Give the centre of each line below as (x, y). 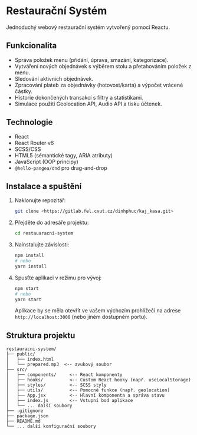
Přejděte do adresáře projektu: (52, 223)
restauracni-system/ (32, 349)
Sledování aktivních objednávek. (54, 78)
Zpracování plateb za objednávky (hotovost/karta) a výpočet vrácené (99, 85)
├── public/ (21, 354)
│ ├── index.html (30, 360)
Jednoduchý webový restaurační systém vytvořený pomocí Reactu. (88, 27)
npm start (27, 288)
